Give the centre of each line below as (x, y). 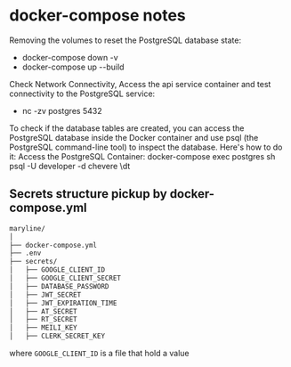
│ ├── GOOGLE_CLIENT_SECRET (65, 278)
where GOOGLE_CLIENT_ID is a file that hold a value (99, 353)
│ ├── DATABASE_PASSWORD (59, 286)
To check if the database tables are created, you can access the (127, 128)
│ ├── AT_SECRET (43, 311)
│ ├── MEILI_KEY (43, 328)
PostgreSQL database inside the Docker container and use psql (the (134, 137)
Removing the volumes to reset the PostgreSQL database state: (125, 40)
